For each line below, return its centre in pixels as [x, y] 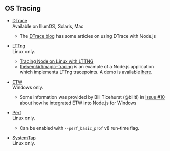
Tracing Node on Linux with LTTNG [56, 61]
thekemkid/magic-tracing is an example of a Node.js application [87, 66]
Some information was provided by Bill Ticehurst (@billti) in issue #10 [92, 97]
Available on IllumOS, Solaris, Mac [48, 26]
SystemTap [24, 138]
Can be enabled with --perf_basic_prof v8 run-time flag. [79, 128]
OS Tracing [23, 8]
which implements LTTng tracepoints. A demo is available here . [86, 72]
